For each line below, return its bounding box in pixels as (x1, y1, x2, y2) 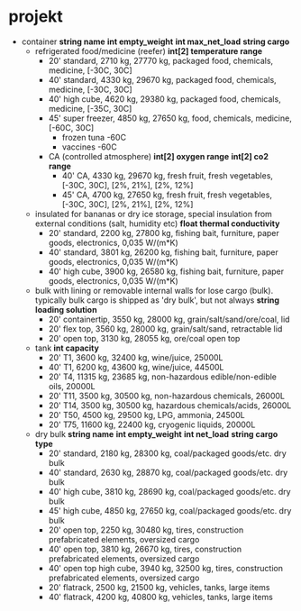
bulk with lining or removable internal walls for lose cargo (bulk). (34, 285, 274, 296)
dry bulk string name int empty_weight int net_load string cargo (34, 428, 278, 439)
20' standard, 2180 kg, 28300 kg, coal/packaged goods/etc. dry (48, 448, 287, 459)
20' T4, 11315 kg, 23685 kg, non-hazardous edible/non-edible (48, 371, 277, 382)
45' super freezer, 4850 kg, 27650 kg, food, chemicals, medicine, (48, 113, 292, 123)
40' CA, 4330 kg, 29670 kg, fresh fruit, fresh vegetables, (61, 169, 274, 181)
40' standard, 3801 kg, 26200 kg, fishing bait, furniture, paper (48, 246, 278, 258)
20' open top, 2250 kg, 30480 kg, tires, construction (48, 524, 244, 535)
